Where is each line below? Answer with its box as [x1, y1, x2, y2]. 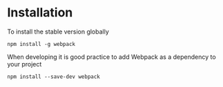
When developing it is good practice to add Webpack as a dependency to [7, 53, 216, 61]
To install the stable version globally [7, 27, 109, 36]
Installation [7, 5, 73, 21]
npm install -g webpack [7, 40, 76, 47]
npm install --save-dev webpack [7, 73, 100, 80]
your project [7, 60, 42, 68]
